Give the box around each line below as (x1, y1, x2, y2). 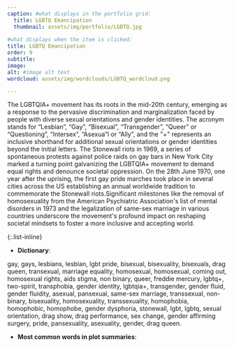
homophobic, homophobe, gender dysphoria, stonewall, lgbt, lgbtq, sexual (7, 305, 222, 313)
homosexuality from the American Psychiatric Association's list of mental (7, 197, 218, 205)
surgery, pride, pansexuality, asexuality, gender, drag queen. (7, 319, 182, 328)
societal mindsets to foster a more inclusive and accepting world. (7, 219, 195, 228)
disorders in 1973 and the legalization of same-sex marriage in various (7, 204, 210, 213)
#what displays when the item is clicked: (7, 36, 133, 43)
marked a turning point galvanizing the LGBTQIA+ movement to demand (7, 160, 214, 168)
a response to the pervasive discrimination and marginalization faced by (7, 108, 215, 116)
